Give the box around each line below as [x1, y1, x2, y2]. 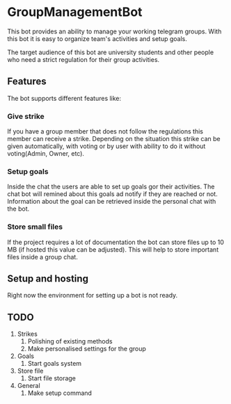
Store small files [7, 222, 63, 232]
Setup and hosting [7, 273, 89, 285]
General [17, 382, 40, 390]
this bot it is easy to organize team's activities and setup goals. [7, 34, 188, 42]
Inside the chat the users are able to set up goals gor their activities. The [7, 182, 215, 191]
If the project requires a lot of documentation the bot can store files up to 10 [7, 238, 225, 246]
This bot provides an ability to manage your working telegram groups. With [7, 27, 222, 35]
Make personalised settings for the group [27, 345, 146, 353]
